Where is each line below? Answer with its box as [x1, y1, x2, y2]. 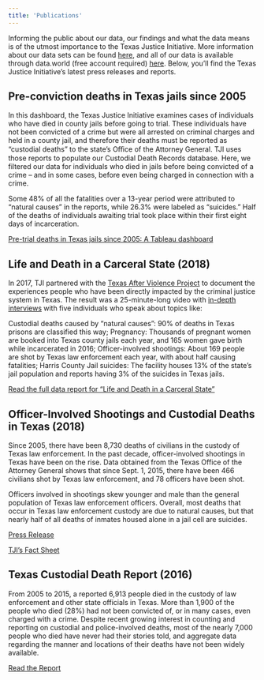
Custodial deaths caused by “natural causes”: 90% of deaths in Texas [8, 319, 235, 329]
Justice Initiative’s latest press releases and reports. [8, 66, 177, 76]
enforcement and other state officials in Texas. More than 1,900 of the [8, 597, 235, 607]
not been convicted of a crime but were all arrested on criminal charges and [8, 127, 255, 137]
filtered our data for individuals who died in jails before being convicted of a [8, 162, 254, 171]
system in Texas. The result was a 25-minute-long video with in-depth [8, 295, 236, 305]
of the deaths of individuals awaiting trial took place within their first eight [8, 211, 247, 220]
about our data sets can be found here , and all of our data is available [8, 50, 234, 59]
